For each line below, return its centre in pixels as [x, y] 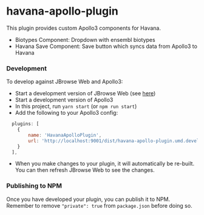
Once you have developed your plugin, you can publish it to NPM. [88, 199]
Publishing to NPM [34, 186]
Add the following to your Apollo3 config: [66, 113]
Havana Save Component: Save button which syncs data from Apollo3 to [106, 46]
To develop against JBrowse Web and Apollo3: [65, 82]
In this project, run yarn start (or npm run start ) [76, 106]
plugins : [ [25, 124]
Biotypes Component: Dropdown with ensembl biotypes [85, 39]
